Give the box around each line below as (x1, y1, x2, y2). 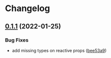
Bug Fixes (5, 37, 29, 43)
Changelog (5, 3, 50, 14)
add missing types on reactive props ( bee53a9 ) (12, 47, 107, 53)
